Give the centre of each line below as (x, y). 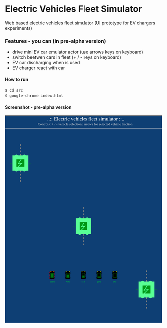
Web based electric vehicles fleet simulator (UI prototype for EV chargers (80, 23)
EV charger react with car (39, 68)
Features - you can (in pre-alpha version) (56, 41)
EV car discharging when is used (46, 63)
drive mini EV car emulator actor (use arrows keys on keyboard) (78, 52)
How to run (17, 79)
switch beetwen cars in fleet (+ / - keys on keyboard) (67, 57)
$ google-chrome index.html (34, 96)
